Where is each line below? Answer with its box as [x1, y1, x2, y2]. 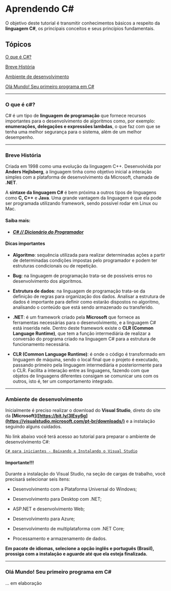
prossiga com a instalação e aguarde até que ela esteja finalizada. [5, 551, 148, 557]
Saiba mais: [5, 217, 31, 224]
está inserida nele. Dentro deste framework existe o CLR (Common [12, 325, 154, 331]
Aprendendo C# [5, 3, 74, 15]
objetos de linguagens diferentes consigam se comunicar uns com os [12, 373, 159, 379]
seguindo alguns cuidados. [5, 424, 62, 430]
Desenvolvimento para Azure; [12, 516, 75, 522]
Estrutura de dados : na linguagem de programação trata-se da [12, 288, 146, 294]
